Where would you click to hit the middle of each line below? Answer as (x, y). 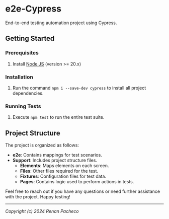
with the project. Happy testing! (38, 197)
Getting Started (30, 39)
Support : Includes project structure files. (55, 160)
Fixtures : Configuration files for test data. (63, 176)
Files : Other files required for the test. (59, 171)
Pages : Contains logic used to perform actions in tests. (77, 182)
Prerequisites (22, 53)
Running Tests (23, 106)
